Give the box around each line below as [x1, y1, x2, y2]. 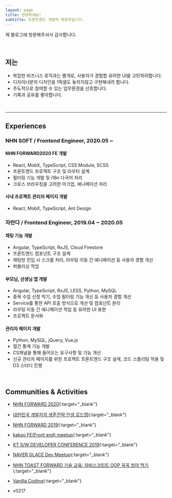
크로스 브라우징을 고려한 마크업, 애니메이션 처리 [12, 181, 107, 187]
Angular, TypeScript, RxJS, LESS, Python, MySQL [12, 288, 117, 294]
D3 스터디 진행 [12, 362, 42, 369]
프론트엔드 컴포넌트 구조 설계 [12, 250, 71, 256]
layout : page [5, 7, 33, 13]
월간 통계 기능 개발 [12, 343, 50, 350]
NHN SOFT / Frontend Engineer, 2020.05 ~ [5, 137, 114, 144]
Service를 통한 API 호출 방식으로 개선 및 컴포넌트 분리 [12, 300, 121, 306]
